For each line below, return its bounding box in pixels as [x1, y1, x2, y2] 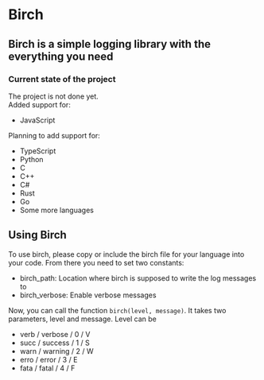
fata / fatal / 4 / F [19, 363, 76, 373]
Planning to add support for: [8, 130, 101, 140]
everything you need [8, 49, 114, 63]
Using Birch [8, 228, 68, 242]
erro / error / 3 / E [19, 355, 78, 364]
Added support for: [8, 99, 72, 109]
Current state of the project [8, 73, 116, 84]
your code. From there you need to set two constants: [8, 258, 184, 267]
